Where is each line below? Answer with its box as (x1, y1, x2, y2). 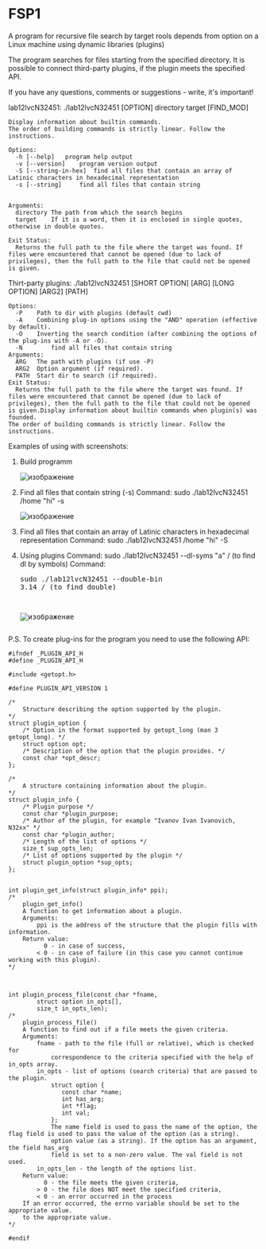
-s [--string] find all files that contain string (15, 181, 201, 189)
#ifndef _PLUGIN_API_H (8, 649, 83, 657)
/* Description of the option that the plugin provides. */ (22, 747, 226, 755)
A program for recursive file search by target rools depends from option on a (8, 31, 259, 41)
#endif (8, 1234, 30, 1242)
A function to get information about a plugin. (22, 907, 183, 915)
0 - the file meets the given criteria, (43, 1178, 179, 1186)
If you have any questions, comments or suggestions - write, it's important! (8, 87, 254, 96)
